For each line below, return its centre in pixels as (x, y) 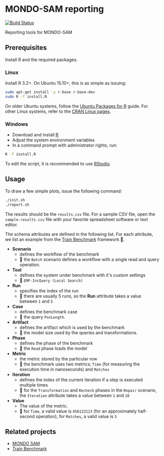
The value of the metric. (44, 406)
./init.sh (15, 200)
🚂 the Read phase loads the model (53, 348)
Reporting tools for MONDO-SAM (39, 32)
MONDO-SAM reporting (55, 9)
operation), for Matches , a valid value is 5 (76, 416)
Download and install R (35, 135)
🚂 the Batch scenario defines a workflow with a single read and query (89, 259)
